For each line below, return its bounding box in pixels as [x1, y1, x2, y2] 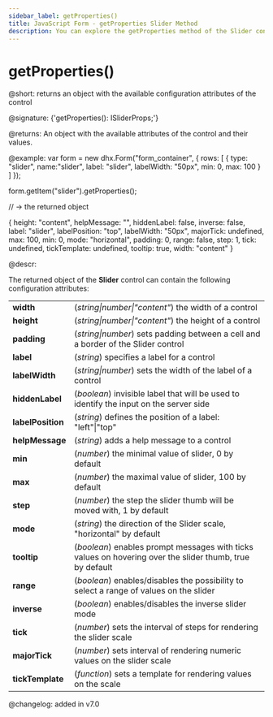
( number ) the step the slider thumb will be [74, 495, 234, 506]
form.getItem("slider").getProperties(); [8, 186, 137, 196]
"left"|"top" [74, 421, 117, 433]
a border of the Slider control [74, 339, 184, 350]
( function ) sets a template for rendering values [74, 668, 252, 680]
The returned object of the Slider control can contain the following [8, 275, 231, 285]
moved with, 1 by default [74, 505, 169, 516]
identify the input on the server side [74, 399, 210, 410]
